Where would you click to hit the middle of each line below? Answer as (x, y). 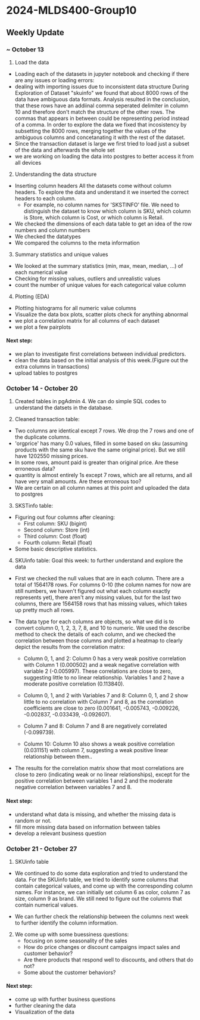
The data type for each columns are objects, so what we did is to (94, 622)
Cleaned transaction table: (47, 419)
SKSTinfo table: (34, 506)
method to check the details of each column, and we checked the (95, 634)
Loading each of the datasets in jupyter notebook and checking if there (102, 74)
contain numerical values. (46, 905)
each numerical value (41, 272)
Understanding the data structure (56, 174)
